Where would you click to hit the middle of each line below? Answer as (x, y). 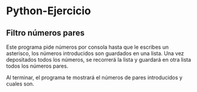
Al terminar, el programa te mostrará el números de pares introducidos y (94, 77)
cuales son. (20, 84)
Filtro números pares (45, 33)
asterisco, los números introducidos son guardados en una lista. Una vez (95, 53)
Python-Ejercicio (49, 11)
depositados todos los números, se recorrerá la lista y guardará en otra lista (99, 60)
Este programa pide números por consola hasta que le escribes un (88, 47)
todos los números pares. (37, 66)
